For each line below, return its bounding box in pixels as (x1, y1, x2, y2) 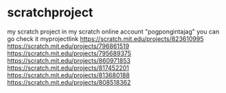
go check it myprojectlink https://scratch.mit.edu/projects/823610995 (7, 34, 204, 42)
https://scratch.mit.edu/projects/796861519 (7, 42, 129, 50)
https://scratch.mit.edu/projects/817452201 (7, 64, 129, 72)
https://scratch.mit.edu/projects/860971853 (7, 56, 131, 64)
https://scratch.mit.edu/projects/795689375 (7, 49, 132, 57)
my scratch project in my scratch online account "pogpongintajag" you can (7, 27, 220, 36)
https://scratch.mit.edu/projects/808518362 (7, 78, 131, 86)
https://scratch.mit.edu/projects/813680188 (7, 70, 131, 79)
